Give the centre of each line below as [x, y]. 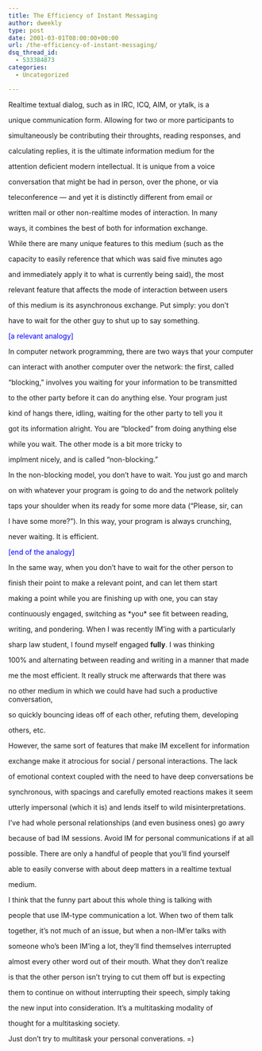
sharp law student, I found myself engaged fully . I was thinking [112, 644]
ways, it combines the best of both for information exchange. [108, 228]
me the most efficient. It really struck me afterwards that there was [117, 675]
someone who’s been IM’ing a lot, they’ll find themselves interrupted [120, 946]
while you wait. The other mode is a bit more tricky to [95, 443]
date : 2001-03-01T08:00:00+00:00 [64, 38]
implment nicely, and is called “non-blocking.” [83, 459]
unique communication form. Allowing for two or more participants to [121, 119]
